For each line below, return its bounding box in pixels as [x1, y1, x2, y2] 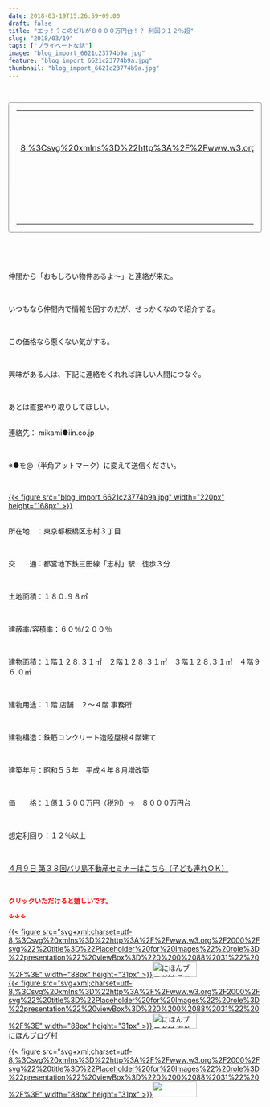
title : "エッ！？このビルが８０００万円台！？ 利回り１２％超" [8, 27, 194, 35]
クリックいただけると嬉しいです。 [8, 896, 112, 905]
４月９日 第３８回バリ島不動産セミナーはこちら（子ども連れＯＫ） [8, 863, 229, 873]
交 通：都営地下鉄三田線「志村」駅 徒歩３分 [8, 558, 170, 568]
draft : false [8, 19, 52, 27]
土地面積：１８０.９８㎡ [8, 591, 88, 601]
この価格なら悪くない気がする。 [8, 336, 114, 346]
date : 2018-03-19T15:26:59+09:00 [8, 11, 121, 20]
